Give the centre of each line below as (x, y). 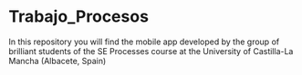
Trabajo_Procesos (79, 17)
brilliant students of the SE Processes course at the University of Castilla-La (151, 51)
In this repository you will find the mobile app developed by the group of (144, 42)
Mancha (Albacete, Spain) (57, 61)
